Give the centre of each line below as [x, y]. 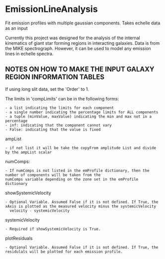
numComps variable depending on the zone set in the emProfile [72, 179]
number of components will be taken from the [53, 175]
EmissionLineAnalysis [52, 9]
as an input [17, 28]
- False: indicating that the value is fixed [53, 129]
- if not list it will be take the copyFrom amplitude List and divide [81, 148]
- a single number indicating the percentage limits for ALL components [82, 112]
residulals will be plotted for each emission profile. [64, 252]
